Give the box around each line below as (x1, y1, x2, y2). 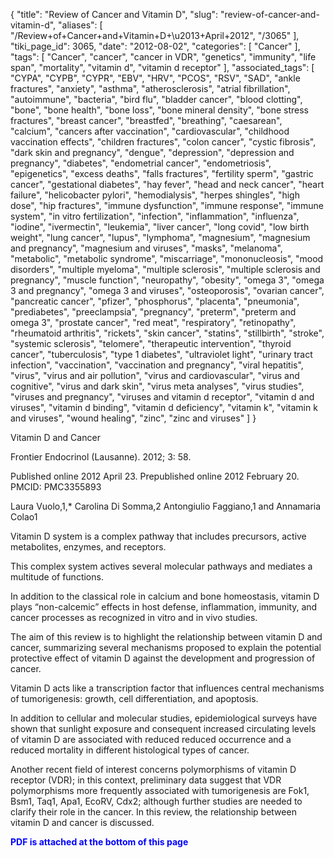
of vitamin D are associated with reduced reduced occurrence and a (10, 734, 292, 745)
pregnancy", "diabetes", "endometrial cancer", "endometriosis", (10, 157, 272, 169)
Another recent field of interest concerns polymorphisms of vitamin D (10, 764, 297, 775)
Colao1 (10, 511, 38, 523)
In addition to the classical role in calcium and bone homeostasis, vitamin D (10, 590, 320, 602)
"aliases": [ (58, 19, 103, 31)
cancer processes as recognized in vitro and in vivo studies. (10, 612, 258, 623)
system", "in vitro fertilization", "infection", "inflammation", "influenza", (10, 210, 300, 222)
